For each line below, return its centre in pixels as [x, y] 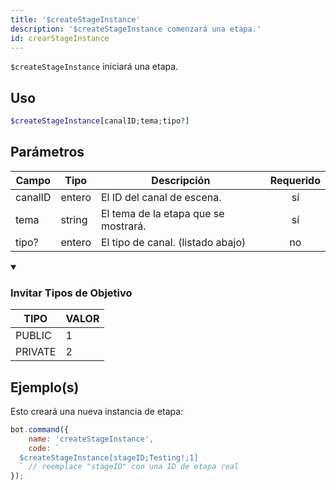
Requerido [295, 180]
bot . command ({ [40, 429]
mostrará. [123, 226]
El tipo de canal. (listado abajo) [173, 242]
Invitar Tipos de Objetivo [71, 293]
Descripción [181, 180]
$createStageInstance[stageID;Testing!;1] [109, 457]
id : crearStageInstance [60, 38]
